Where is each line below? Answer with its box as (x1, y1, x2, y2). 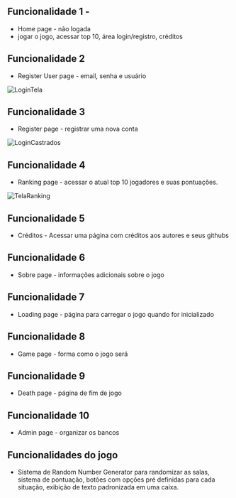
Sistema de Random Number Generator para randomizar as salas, (17, 467, 210, 476)
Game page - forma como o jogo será (17, 350, 128, 358)
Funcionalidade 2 (7, 53, 85, 65)
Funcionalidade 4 (7, 159, 86, 171)
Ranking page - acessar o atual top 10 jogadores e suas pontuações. (17, 178, 218, 187)
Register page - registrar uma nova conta (17, 124, 138, 134)
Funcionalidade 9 (7, 369, 86, 382)
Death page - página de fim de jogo (17, 389, 122, 397)
